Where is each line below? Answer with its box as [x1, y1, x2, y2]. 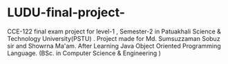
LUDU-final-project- [7, 5, 126, 20]
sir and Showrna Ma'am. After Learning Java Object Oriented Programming [7, 42, 221, 50]
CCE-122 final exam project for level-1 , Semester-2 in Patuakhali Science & [7, 27, 221, 35]
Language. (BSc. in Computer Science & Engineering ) [7, 49, 161, 57]
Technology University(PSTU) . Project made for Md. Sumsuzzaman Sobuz [7, 34, 220, 42]
